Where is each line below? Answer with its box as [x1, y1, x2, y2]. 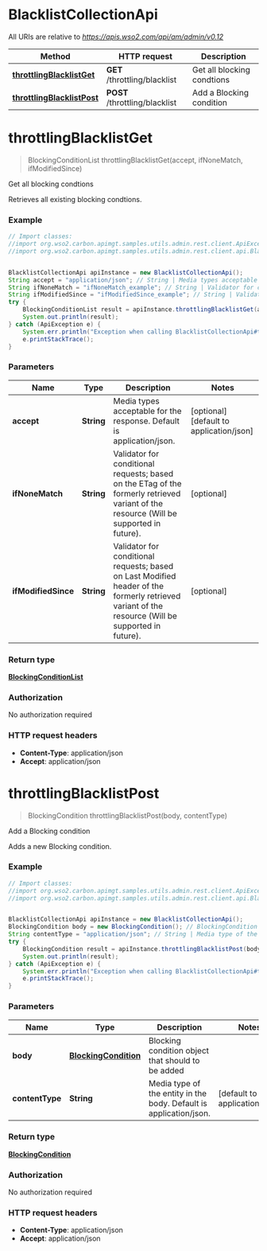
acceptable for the [113, 405, 182, 416]
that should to [148, 1054, 200, 1066]
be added [148, 1065, 184, 1076]
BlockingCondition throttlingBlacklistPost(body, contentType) [27, 810, 228, 820]
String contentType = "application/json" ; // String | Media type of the [8, 930, 258, 938]
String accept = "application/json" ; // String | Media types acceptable [8, 276, 258, 284]
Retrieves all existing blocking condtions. [8, 194, 142, 204]
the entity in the [148, 1088, 207, 1099]
